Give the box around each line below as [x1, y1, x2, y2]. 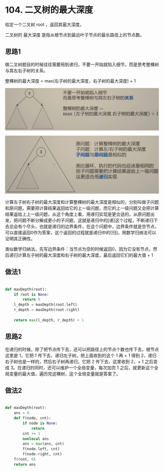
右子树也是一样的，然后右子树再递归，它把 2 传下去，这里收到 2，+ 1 [5, 358, 144, 364]
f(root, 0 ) [14, 457, 36, 462]
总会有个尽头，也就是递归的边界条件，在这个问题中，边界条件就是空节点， [9, 224, 159, 229]
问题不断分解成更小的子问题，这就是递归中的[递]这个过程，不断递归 [18, 218, 154, 224]
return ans [14, 462, 36, 467]
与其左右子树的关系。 [5, 67, 48, 73]
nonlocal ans [22, 436, 49, 441]
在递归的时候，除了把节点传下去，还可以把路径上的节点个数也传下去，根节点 [5, 346, 159, 352]
